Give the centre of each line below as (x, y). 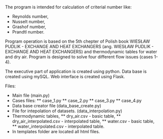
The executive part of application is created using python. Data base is (76, 71)
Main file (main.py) (31, 95)
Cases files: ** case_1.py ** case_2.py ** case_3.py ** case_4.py (77, 101)
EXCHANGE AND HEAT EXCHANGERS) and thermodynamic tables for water (81, 52)
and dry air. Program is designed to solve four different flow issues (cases (79, 57)
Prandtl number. (28, 32)
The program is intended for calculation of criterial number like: (68, 7)
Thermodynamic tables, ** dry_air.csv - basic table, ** (66, 116)
